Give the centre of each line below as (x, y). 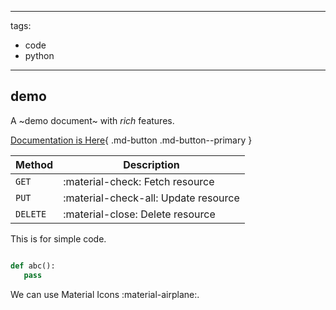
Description (151, 164)
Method (34, 164)
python (39, 55)
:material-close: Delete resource (139, 214)
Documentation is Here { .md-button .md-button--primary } (131, 140)
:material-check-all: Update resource (151, 198)
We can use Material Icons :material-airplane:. (105, 294)
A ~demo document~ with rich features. (92, 120)
